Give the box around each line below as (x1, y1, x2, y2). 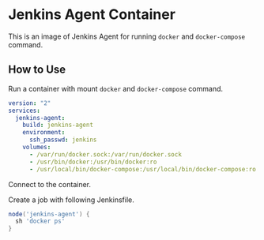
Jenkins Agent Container (8, 6, 176, 24)
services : (8, 107, 41, 114)
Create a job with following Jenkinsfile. (8, 195, 134, 204)
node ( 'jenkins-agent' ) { (8, 210, 90, 218)
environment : (22, 129, 66, 137)
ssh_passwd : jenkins (28, 136, 97, 144)
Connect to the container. (8, 179, 92, 189)
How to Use (8, 63, 66, 77)
